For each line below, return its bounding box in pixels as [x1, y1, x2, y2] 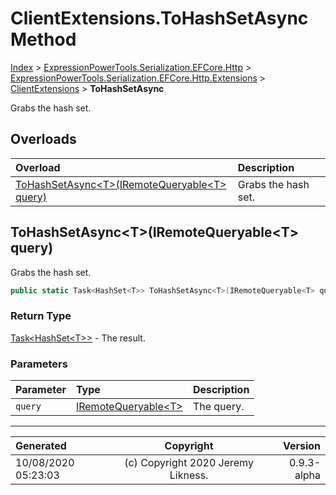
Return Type [10, 309, 72, 323]
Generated [15, 439, 67, 453]
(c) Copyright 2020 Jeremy [124, 456, 254, 470]
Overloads [10, 131, 77, 148]
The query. [192, 400, 245, 414]
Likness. [169, 468, 209, 482]
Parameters [10, 357, 68, 371]
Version [282, 439, 321, 453]
